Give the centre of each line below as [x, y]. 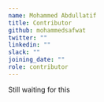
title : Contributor [40, 23]
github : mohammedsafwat [47, 30]
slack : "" [24, 52]
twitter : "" [28, 38]
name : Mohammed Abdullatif [52, 15]
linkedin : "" [30, 45]
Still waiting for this [39, 89]
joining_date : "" [37, 60]
